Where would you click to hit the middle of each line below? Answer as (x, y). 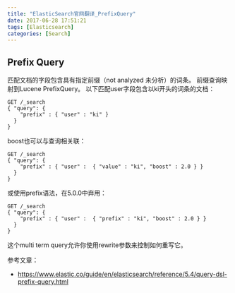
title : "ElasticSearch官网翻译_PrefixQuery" (72, 14)
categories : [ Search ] (39, 34)
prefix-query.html (43, 282)
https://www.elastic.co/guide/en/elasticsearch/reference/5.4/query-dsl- (122, 274)
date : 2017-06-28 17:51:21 (47, 20)
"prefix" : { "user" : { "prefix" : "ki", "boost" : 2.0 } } (113, 219)
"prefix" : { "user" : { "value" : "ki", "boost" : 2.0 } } (112, 167)
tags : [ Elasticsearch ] (41, 27)
